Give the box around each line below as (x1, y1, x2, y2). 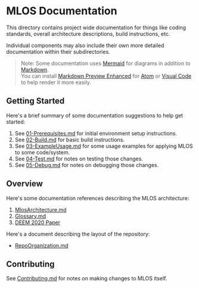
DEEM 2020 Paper (14, 219, 61, 226)
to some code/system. (14, 148, 70, 156)
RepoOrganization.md (14, 241, 69, 249)
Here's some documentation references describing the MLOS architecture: (6, 194, 189, 202)
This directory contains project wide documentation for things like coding (6, 24, 186, 31)
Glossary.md (14, 212, 46, 219)
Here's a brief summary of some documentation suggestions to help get (6, 112, 184, 119)
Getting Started (6, 96, 65, 106)
